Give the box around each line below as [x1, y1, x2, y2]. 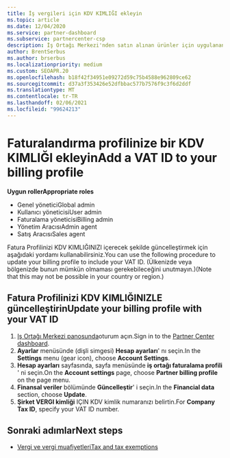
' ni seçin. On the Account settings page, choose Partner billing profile [16, 368, 218, 376]
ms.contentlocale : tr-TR [7, 93, 78, 100]
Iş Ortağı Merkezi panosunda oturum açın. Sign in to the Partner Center [16, 332, 214, 340]
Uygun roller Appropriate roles [7, 187, 94, 196]
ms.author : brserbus [7, 55, 66, 62]
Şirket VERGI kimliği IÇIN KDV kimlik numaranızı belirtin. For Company [16, 398, 216, 406]
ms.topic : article [7, 16, 60, 23]
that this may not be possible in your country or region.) [7, 272, 164, 280]
